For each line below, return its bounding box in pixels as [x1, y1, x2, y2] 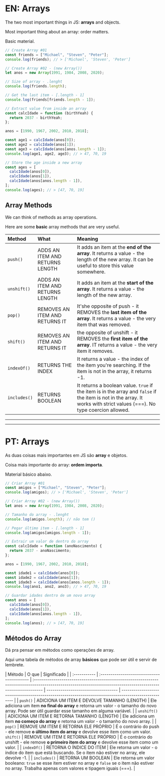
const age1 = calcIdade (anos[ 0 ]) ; [5, 138, 76, 143]
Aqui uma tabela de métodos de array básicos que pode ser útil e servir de [5, 657, 157, 662]
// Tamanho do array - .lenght [5, 512, 69, 517]
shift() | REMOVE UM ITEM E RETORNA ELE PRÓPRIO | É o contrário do [5, 734, 153, 740]
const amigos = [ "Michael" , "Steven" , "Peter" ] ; [5, 485, 107, 490]
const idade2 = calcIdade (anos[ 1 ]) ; [5, 575, 80, 580]
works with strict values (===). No [77, 400, 156, 407]
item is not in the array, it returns [77, 368, 152, 374]
